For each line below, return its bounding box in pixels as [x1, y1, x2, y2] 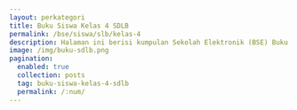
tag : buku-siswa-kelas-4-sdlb [17, 79, 129, 88]
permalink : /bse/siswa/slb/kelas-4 [9, 29, 141, 38]
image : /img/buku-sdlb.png [9, 46, 109, 55]
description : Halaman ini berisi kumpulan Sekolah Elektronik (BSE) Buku [9, 37, 289, 47]
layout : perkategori [9, 12, 86, 22]
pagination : [9, 54, 53, 63]
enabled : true [17, 63, 69, 72]
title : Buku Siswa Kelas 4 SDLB [9, 21, 129, 30]
